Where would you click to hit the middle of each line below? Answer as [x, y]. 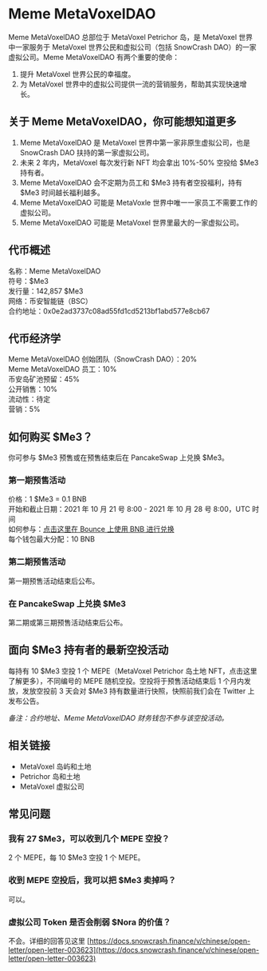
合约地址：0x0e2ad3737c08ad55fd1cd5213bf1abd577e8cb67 [109, 311]
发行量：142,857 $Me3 [46, 291]
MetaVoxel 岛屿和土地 [55, 766]
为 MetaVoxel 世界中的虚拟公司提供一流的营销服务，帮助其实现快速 [130, 84]
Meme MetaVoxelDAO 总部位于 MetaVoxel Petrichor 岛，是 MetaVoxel [123, 37]
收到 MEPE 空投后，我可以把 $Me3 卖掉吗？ [92, 881]
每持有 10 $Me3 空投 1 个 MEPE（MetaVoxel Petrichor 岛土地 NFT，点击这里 [133, 671]
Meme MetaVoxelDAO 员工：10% [63, 370]
